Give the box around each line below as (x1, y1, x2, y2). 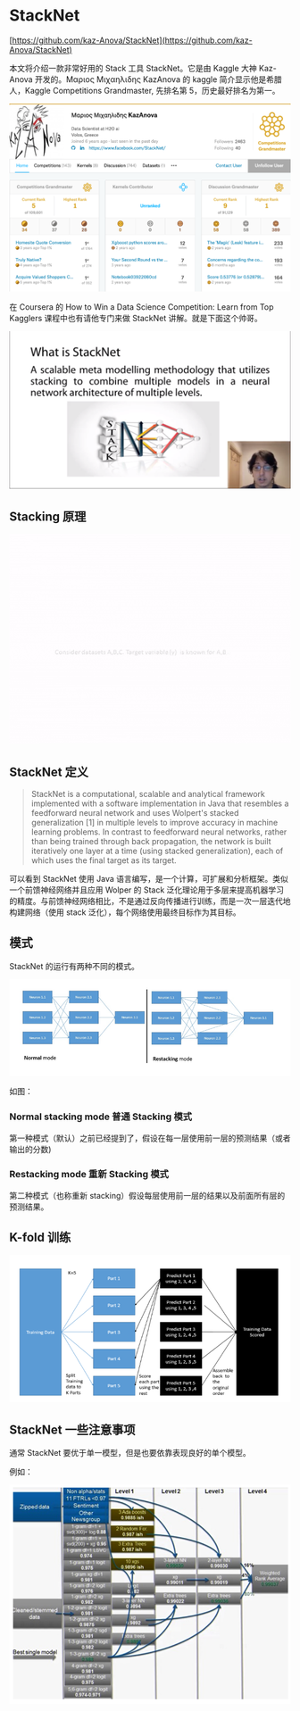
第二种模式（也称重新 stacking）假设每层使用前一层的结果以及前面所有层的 (9, 1190, 286, 1200)
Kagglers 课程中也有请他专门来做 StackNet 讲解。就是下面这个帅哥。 (9, 312, 262, 323)
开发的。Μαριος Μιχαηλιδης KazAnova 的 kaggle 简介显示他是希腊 (34, 73, 283, 85)
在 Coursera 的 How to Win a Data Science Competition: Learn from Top (9, 301, 274, 312)
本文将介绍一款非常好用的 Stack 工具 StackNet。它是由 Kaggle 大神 (9, 62, 257, 73)
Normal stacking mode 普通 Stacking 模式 (9, 1110, 193, 1123)
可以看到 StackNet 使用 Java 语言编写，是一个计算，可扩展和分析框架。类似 (9, 874, 288, 885)
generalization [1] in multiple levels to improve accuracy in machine (30, 818, 279, 828)
